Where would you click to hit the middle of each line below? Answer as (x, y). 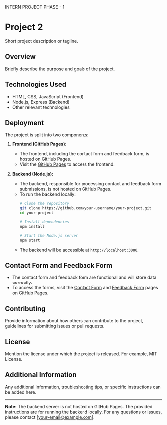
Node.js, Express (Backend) (41, 102)
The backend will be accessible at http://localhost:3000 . (79, 250)
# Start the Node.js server (49, 235)
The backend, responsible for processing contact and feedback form (90, 184)
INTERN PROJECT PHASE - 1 (35, 7)
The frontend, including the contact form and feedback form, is (84, 154)
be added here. (21, 392)
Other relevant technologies (41, 107)
